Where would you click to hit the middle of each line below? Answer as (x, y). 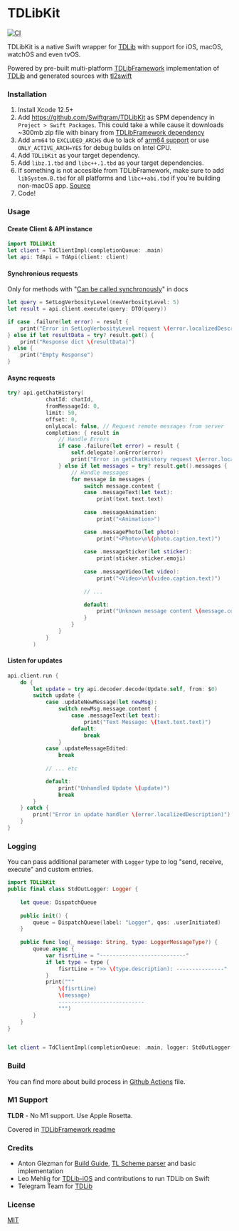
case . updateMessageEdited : (87, 749)
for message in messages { (111, 479)
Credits (20, 1147)
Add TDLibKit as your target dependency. (79, 156)
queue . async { (54, 949)
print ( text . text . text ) (130, 499)
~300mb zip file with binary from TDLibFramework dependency (111, 133)
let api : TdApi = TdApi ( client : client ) (68, 257)
